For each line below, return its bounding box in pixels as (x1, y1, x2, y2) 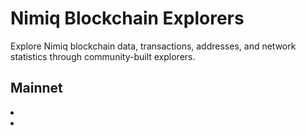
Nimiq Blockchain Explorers (10, 7, 245, 30)
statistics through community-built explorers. (10, 50, 196, 62)
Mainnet (10, 80, 63, 97)
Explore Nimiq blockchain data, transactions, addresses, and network (10, 40, 297, 52)
